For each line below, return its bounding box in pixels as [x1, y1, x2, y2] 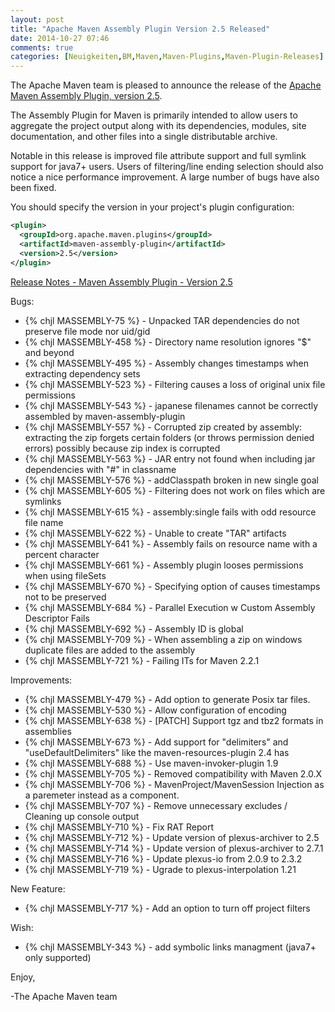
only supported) [24, 951, 92, 963]
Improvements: [10, 674, 73, 686]
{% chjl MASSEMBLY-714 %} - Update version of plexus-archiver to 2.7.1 [24, 842, 324, 854]
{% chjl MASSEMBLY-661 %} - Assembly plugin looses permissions [24, 559, 304, 571]
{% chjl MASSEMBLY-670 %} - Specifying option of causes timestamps [24, 580, 321, 592]
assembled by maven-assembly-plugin [24, 410, 186, 422]
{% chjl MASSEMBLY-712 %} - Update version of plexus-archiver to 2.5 [24, 831, 320, 843]
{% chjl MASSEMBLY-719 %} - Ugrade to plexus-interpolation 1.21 [24, 863, 297, 875]
